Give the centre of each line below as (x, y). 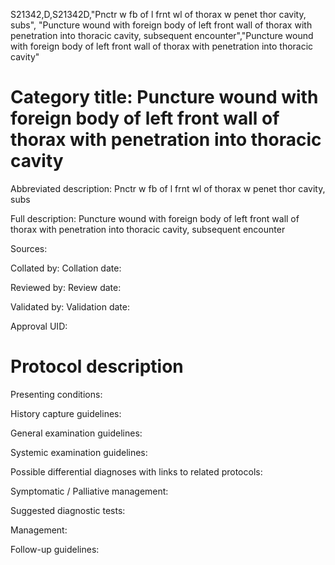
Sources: (29, 248)
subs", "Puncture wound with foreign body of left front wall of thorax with (161, 25)
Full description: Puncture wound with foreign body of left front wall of (155, 218)
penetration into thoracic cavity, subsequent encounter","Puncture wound (162, 35)
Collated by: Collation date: (66, 268)
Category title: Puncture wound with (164, 97)
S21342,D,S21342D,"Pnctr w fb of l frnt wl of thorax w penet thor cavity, (158, 14)
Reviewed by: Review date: (66, 287)
